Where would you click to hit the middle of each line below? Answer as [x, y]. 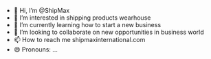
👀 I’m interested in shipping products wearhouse [82, 18]
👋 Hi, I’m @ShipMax [42, 11]
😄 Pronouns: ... [36, 50]
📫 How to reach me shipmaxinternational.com [79, 40]
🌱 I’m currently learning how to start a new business [87, 25]
